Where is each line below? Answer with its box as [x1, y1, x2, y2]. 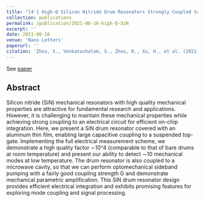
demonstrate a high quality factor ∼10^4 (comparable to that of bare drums [6, 144, 194, 151]
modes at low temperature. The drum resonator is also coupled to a [6, 157, 175, 164]
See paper [6, 65, 32, 72]
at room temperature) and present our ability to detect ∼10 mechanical [6, 150, 183, 158]
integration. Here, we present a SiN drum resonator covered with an [6, 124, 176, 132]
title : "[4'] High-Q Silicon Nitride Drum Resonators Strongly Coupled [6, 8, 191, 15]
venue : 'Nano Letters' [6, 37, 64, 43]
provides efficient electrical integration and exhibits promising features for [6, 183, 192, 190]
